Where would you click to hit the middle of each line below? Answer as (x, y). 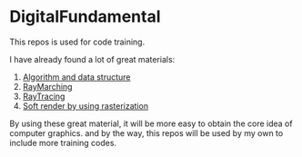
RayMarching (47, 86)
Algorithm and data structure (76, 77)
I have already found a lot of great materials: (92, 59)
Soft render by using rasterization (85, 105)
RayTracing (44, 96)
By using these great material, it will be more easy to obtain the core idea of (151, 123)
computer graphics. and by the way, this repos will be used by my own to (146, 132)
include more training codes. (63, 142)
